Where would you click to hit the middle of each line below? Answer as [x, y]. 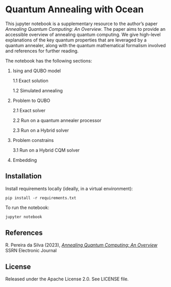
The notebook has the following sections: [49, 60]
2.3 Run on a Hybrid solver [41, 130]
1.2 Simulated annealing [38, 90]
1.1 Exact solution [30, 80]
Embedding [25, 160]
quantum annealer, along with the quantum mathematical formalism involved [86, 45]
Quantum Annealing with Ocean [75, 9]
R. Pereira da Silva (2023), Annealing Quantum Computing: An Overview [81, 245]
